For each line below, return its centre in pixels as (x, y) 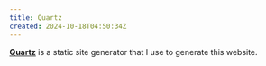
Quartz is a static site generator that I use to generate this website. (134, 52)
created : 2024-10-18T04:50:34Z (68, 26)
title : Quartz (36, 18)
